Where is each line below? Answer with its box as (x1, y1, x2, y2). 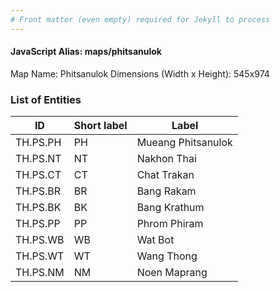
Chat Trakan (136, 168, 195, 182)
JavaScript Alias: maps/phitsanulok (10, 46, 162, 58)
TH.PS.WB (15, 233, 65, 247)
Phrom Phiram (136, 217, 204, 231)
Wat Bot (136, 233, 175, 247)
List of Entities (10, 92, 82, 106)
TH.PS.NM (15, 266, 65, 280)
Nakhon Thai (136, 152, 197, 166)
